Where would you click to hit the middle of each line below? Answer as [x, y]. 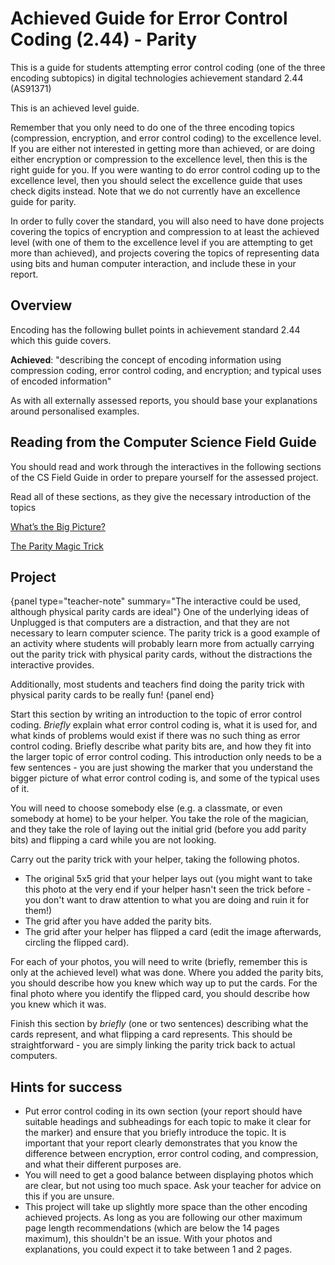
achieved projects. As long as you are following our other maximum [163, 1218]
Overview [41, 305]
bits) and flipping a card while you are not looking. [113, 840]
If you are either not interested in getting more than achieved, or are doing [162, 148]
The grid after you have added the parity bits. [118, 921]
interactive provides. [52, 665]
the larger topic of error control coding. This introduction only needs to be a [166, 757]
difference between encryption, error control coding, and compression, [171, 1154]
